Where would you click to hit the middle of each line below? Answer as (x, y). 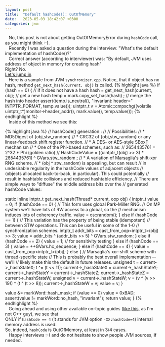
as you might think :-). (28, 43)
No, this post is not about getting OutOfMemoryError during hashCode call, (84, 38)
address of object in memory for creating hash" (54, 64)
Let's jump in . (19, 74)
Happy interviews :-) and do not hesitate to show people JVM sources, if (82, 335)
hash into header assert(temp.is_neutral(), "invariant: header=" (69, 101)
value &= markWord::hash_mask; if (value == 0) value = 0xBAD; (70, 293)
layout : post (19, 10)
